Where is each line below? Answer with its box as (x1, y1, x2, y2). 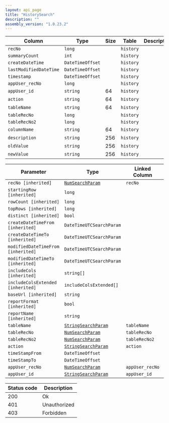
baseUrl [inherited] (8, 292, 57, 298)
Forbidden (42, 409, 67, 416)
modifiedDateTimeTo (8, 256, 54, 261)
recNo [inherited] (8, 180, 52, 186)
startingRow (8, 187, 37, 193)
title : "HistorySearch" (5, 12, 55, 17)
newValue (8, 151, 29, 157)
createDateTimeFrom (8, 220, 54, 226)
